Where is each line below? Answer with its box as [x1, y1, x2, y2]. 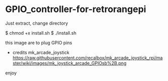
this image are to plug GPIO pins [5, 39, 72, 46]
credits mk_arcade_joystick [12, 49, 70, 55]
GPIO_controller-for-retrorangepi [5, 4, 146, 15]
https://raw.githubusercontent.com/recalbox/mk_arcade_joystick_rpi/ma [12, 54, 163, 61]
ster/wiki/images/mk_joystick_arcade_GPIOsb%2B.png [12, 60, 127, 66]
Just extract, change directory [5, 20, 68, 26]
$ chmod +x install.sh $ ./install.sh [5, 30, 77, 36]
